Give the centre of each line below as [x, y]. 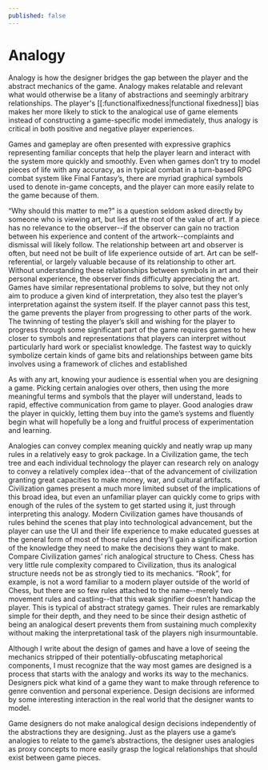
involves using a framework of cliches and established [98, 363]
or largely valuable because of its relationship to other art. [141, 262]
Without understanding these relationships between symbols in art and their [133, 270]
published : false [37, 16]
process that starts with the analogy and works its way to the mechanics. [129, 674]
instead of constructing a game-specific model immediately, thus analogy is [133, 120]
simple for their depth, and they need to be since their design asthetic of [127, 616]
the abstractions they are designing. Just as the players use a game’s [122, 732]
